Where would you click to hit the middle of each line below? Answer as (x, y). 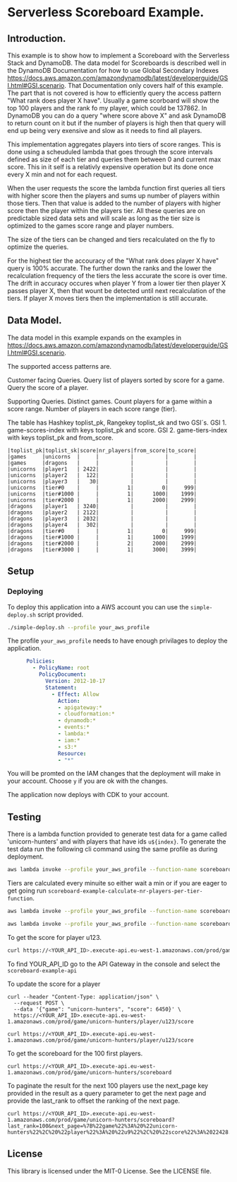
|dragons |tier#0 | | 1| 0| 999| (102, 531)
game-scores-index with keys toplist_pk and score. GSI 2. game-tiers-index (117, 430)
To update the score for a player (54, 984)
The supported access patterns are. (59, 366)
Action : (69, 701)
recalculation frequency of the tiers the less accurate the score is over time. (117, 276)
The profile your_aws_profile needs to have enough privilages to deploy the (117, 641)
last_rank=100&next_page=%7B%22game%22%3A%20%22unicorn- (93, 1126)
